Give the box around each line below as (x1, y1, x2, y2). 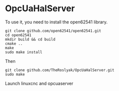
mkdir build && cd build (5, 37, 56, 42)
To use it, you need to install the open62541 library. (5, 19, 108, 25)
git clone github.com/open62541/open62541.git (5, 28, 101, 33)
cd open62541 (5, 33, 32, 37)
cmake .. (5, 41, 23, 46)
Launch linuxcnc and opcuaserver (5, 80, 74, 86)
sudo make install (5, 50, 42, 55)
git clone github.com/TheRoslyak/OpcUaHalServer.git (5, 68, 115, 73)
